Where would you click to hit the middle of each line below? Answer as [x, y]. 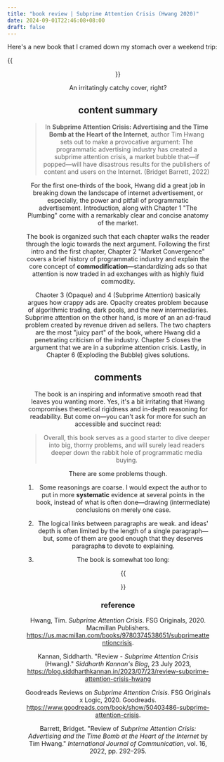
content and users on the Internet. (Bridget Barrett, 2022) [127, 172]
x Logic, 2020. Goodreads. [118, 700]
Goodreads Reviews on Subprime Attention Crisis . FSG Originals [118, 693]
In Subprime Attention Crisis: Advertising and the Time [127, 127]
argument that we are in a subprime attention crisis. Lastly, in [118, 348]
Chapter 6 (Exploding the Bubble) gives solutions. [118, 355]
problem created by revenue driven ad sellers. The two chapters [118, 325]
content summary [118, 110]
